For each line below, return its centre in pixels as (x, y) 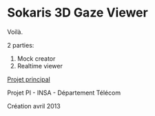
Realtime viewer (40, 66)
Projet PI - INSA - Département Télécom (64, 93)
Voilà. (15, 32)
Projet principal (29, 79)
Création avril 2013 (34, 106)
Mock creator (36, 58)
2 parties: (21, 45)
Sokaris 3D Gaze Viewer (77, 13)
